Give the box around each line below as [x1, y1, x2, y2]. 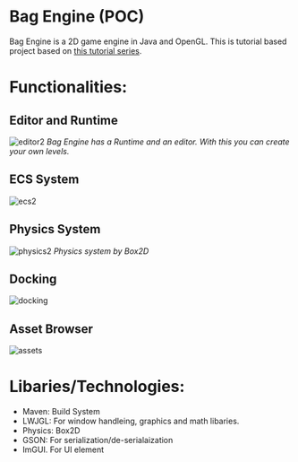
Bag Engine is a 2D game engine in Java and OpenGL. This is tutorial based [9, 36, 287, 47]
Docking [9, 271, 57, 286]
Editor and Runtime [9, 112, 119, 127]
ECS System [9, 172, 80, 187]
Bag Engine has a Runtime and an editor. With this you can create [46, 136, 290, 147]
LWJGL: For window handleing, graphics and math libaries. [21, 415, 240, 427]
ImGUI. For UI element [21, 444, 105, 455]
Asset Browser [9, 321, 94, 336]
